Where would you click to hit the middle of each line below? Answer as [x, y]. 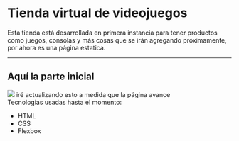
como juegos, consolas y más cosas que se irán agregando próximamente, [117, 40]
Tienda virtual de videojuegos [97, 13]
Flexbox [29, 131]
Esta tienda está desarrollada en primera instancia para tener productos [113, 33]
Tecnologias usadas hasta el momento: [65, 102]
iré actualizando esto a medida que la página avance [93, 94]
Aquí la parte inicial [51, 77]
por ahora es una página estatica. [57, 47]
